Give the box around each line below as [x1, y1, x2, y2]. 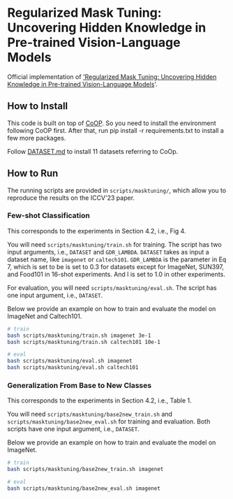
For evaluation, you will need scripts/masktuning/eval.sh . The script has [7, 283, 218, 291]
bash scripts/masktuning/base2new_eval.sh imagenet [7, 485, 160, 492]
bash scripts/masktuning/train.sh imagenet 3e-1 [7, 332, 151, 339]
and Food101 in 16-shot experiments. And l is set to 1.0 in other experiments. [7, 270, 225, 278]
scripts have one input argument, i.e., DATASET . [7, 425, 140, 433]
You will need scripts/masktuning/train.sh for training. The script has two [7, 240, 222, 249]
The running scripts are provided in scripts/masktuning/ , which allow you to [7, 186, 227, 194]
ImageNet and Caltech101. [7, 312, 82, 320]
